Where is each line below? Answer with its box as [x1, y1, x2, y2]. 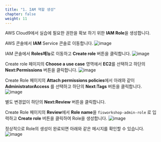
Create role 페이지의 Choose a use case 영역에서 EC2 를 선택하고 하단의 [5, 61, 146, 67]
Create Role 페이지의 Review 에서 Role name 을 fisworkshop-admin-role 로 [5, 109, 152, 115]
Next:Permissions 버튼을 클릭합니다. [5, 67, 78, 73]
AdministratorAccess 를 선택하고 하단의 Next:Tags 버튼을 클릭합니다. [5, 84, 142, 89]
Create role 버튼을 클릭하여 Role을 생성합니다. [18, 115, 108, 122]
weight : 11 [5, 16, 27, 21]
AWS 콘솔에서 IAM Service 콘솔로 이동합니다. [5, 40, 93, 46]
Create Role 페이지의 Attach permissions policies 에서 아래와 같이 [5, 77, 135, 83]
